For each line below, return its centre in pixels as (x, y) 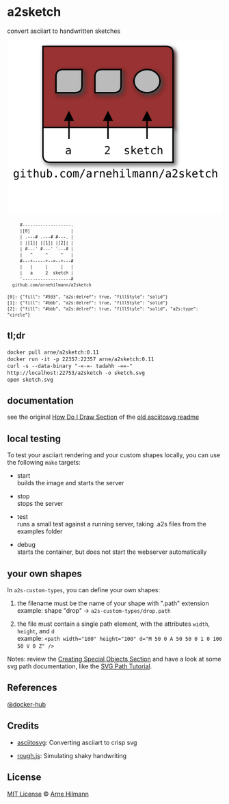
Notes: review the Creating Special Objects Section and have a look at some (114, 659)
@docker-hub (27, 704)
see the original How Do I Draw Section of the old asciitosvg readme (103, 417)
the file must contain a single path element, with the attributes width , (113, 624)
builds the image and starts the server (70, 483)
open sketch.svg (30, 380)
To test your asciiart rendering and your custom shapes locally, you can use (114, 455)
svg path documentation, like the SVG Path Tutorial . (80, 666)
